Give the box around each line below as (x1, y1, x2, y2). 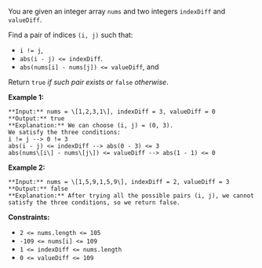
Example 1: (8, 93, 45, 101)
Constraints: (8, 212, 50, 222)
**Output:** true (8, 115, 65, 123)
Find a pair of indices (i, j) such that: (8, 31, 133, 39)
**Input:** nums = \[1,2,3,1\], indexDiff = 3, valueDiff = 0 (8, 108, 216, 116)
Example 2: (8, 163, 45, 172)
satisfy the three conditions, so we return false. (8, 199, 180, 207)
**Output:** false (8, 185, 68, 193)
